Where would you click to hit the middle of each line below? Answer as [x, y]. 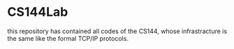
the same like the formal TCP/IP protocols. [68, 38]
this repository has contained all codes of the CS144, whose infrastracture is [117, 31]
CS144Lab [38, 12]
